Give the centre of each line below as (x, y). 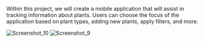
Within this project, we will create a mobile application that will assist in (95, 9)
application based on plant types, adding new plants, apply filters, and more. (102, 21)
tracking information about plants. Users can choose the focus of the (93, 15)
